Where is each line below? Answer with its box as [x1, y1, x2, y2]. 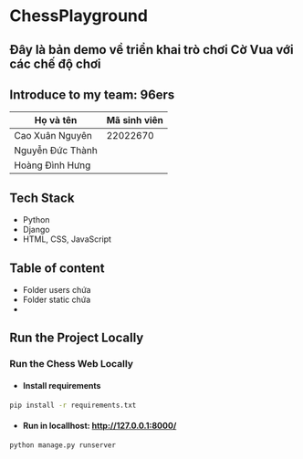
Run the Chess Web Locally [9, 358, 134, 370]
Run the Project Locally [9, 330, 144, 346]
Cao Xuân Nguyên [14, 130, 93, 142]
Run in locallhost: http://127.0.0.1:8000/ [22, 421, 177, 431]
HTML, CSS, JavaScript [22, 234, 112, 245]
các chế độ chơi [9, 56, 102, 71]
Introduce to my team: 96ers [9, 87, 175, 102]
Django [22, 224, 50, 235]
